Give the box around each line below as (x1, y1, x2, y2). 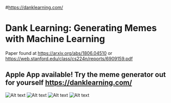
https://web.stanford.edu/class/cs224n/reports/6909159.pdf (5, 55, 133, 61)
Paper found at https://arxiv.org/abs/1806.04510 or (5, 50, 113, 56)
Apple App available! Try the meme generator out (5, 70, 166, 79)
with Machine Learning (5, 33, 105, 45)
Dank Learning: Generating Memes (5, 23, 157, 34)
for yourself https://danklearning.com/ (5, 78, 132, 87)
